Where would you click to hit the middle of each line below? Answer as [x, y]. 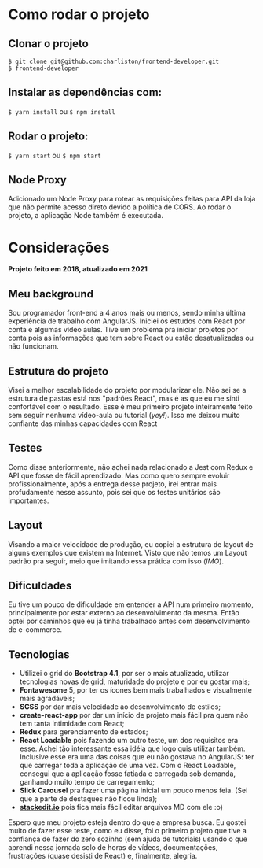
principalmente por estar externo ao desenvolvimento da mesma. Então [124, 613]
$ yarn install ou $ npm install [62, 111]
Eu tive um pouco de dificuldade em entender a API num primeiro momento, [131, 604]
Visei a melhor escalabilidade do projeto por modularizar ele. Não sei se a [127, 390]
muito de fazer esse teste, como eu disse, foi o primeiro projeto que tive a [128, 831]
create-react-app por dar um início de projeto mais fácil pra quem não [134, 715]
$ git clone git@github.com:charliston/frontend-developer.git [114, 61]
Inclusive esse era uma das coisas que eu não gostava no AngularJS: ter [137, 757]
